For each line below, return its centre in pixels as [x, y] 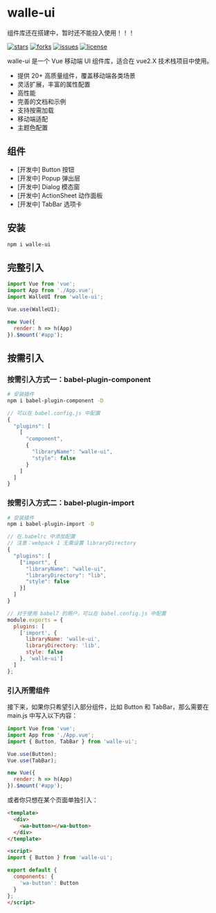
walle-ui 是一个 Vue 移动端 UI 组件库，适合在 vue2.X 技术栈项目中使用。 [110, 61]
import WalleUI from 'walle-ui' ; [55, 297]
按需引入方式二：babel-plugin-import [71, 503]
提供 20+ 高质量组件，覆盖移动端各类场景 [76, 75]
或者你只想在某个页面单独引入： [53, 800]
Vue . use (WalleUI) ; [34, 309]
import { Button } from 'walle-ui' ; [60, 858]
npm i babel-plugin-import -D [51, 524]
